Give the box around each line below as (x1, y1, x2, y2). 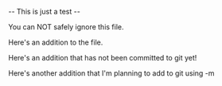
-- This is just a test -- (8, 7, 81, 16)
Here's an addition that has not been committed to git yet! (8, 53, 197, 62)
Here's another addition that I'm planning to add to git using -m (8, 68, 215, 78)
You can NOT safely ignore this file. (8, 22, 125, 31)
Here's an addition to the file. (8, 37, 103, 47)
